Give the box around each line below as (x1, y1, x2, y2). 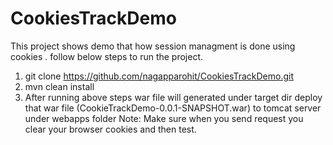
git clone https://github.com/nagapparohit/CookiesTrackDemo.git (24, 70, 295, 82)
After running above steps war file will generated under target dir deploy (24, 91, 323, 103)
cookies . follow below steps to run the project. (10, 50, 204, 62)
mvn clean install (24, 80, 95, 92)
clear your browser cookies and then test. (24, 123, 197, 135)
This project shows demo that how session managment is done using (10, 40, 296, 52)
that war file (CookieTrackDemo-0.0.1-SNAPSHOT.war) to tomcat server (24, 102, 322, 114)
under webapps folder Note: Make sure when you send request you (24, 112, 304, 124)
